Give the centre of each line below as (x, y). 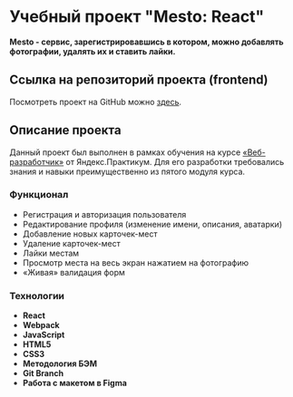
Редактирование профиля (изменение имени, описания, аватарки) (152, 224)
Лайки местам (51, 253)
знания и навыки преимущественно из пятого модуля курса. (127, 171)
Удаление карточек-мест (71, 243)
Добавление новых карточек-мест (90, 234)
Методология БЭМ (60, 363)
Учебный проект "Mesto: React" (137, 17)
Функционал (39, 195)
